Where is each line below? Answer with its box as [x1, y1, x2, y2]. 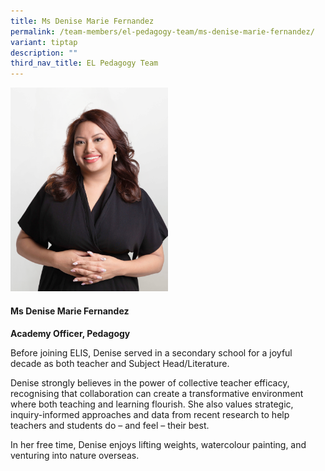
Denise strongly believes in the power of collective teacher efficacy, [10, 376, 290, 389]
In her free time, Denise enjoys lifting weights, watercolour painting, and [10, 438, 307, 450]
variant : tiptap [10, 37, 78, 47]
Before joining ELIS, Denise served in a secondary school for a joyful [10, 346, 293, 359]
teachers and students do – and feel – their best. [10, 419, 210, 431]
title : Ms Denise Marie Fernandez [10, 16, 155, 26]
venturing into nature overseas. [10, 449, 140, 461]
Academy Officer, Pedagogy [10, 327, 131, 339]
